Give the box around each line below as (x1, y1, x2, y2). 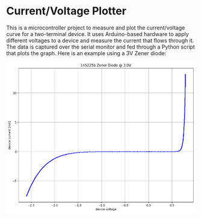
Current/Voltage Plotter (6, 4, 126, 18)
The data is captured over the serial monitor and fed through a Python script (6, 43, 196, 50)
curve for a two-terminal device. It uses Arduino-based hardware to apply (6, 30, 190, 37)
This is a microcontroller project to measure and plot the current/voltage (6, 24, 185, 31)
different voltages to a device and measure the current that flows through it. (6, 37, 194, 44)
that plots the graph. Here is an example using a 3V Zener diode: (6, 49, 167, 56)
